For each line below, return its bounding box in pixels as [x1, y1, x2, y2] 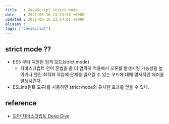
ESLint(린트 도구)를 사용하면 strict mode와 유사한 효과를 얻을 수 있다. [12, 84, 150, 90]
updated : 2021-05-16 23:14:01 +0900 [5, 17, 85, 22]
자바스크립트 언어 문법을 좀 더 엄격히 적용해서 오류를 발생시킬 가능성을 [20, 65, 158, 71]
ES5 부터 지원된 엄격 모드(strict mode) [12, 58, 90, 65]
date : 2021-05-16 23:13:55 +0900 [5, 12, 85, 17]
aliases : [5, 21, 26, 27]
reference [5, 99, 37, 107]
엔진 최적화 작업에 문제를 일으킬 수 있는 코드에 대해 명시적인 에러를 [33, 71, 164, 77]
